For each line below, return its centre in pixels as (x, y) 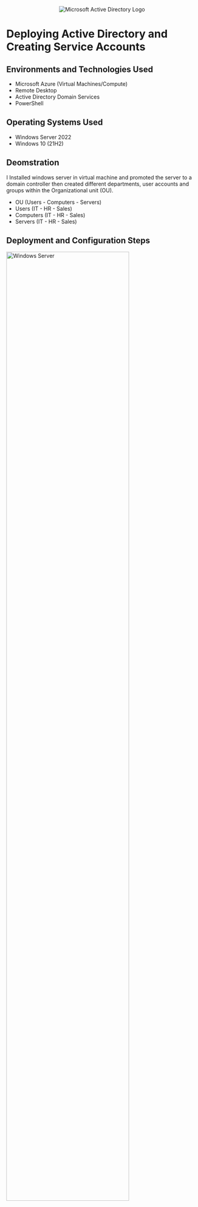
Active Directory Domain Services (57, 97)
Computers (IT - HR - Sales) (50, 215)
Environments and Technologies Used (80, 69)
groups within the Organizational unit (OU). (60, 190)
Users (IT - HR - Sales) (44, 208)
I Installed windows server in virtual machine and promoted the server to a (99, 177)
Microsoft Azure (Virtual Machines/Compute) (71, 84)
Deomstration (33, 163)
